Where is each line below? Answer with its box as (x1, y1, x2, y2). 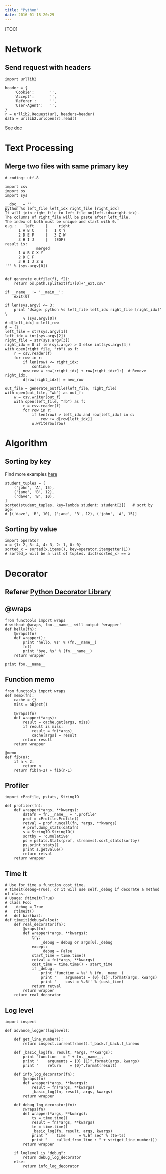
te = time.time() (31, 1124, 68, 1129)
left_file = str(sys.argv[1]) (5, 329, 68, 334)
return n (23, 763, 41, 768)
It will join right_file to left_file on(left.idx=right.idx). (5, 210, 140, 215)
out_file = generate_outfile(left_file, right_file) (5, 386, 117, 391)
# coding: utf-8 (5, 175, 39, 180)
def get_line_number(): (14, 1037, 64, 1042)
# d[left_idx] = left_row (5, 320, 59, 325)
